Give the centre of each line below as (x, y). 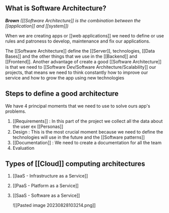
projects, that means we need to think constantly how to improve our (77, 72)
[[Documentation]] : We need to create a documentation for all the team (87, 142)
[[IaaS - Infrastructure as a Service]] (50, 176)
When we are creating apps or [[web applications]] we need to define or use (84, 35)
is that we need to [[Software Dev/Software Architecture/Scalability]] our (81, 67)
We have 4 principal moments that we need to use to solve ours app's (78, 106)
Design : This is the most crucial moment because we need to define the (88, 132)
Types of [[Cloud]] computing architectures (75, 164)
